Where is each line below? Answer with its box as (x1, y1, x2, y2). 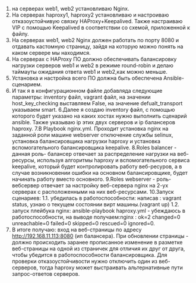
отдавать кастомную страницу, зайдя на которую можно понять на (11, 43, 184, 50)
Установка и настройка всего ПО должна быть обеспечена (11, 74, 162, 81)
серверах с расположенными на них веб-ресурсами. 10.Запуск (11, 188, 174, 195)
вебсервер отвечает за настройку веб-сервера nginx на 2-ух (11, 182, 169, 189)
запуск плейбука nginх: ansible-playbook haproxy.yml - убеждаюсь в (11, 207, 186, 214)
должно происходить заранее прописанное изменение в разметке (11, 239, 183, 246)
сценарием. (11, 81, 43, 88)
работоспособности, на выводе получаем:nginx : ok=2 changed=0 (11, 213, 181, 221)
